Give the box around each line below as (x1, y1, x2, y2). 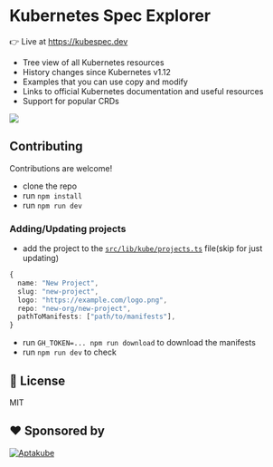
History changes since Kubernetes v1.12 (22, 66, 172, 77)
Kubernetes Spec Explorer (9, 5, 211, 26)
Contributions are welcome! (9, 162, 113, 173)
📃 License (9, 373, 66, 388)
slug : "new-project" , (17, 287, 99, 296)
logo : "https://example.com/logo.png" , (17, 296, 168, 305)
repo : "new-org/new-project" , (17, 304, 131, 313)
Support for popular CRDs (22, 95, 119, 106)
